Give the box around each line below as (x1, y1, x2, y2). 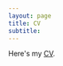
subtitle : (8, 27, 41, 35)
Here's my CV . (8, 49, 56, 59)
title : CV (8, 19, 41, 27)
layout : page (8, 11, 52, 20)
